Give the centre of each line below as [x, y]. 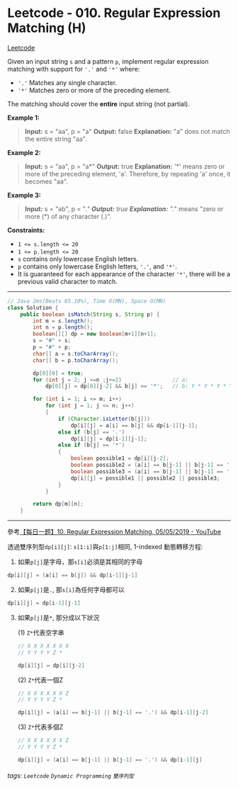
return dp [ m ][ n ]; [58, 504]
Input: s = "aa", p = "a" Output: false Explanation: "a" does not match [127, 131]
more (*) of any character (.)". [68, 216]
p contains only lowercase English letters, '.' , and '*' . [97, 266]
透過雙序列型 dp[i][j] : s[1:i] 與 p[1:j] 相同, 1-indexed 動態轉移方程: [105, 547]
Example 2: [24, 152]
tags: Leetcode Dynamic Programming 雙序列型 [71, 776]
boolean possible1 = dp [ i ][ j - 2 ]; [120, 458]
